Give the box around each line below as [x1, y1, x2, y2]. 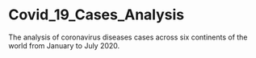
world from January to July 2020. [8, 40, 120, 50]
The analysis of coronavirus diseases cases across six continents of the [8, 32, 248, 42]
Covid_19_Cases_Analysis [8, 6, 185, 24]
